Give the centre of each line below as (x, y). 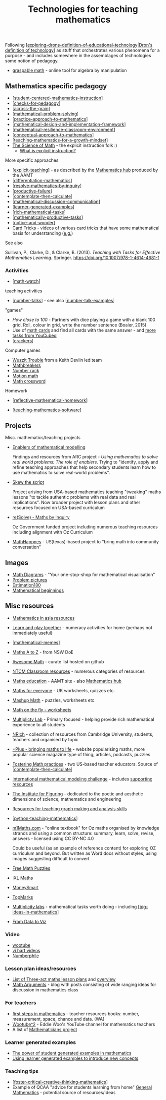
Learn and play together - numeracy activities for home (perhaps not (82, 627)
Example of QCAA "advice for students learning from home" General (82, 1087)
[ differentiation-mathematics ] (42, 180)
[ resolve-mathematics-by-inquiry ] (47, 186)
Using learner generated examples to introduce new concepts (75, 1058)
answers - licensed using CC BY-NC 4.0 (53, 838)
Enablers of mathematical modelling (49, 447)
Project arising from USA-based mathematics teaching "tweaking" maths (87, 492)
